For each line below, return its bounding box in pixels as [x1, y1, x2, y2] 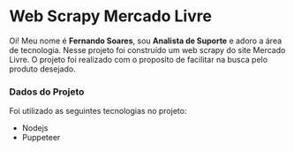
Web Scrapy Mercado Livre [9, 6, 212, 26]
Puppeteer [21, 132, 61, 143]
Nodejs [21, 123, 49, 133]
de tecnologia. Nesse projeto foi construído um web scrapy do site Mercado [9, 44, 286, 55]
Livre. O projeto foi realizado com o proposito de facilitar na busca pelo [9, 54, 268, 64]
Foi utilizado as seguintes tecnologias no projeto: [9, 106, 187, 117]
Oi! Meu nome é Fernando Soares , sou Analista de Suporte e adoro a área [9, 35, 283, 46]
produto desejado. [9, 64, 77, 74]
